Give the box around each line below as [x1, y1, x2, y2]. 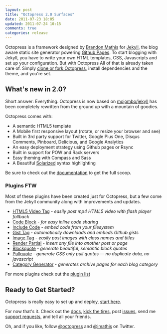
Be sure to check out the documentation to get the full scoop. [5, 169, 132, 175]
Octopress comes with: [5, 113, 53, 119]
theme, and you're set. [5, 71, 51, 76]
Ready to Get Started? [5, 285, 75, 294]
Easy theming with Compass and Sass [12, 155, 91, 161]
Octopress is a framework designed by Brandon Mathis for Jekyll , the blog [5, 44, 158, 50]
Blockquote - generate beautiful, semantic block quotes [12, 245, 128, 252]
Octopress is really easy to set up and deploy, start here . [5, 299, 121, 305]
